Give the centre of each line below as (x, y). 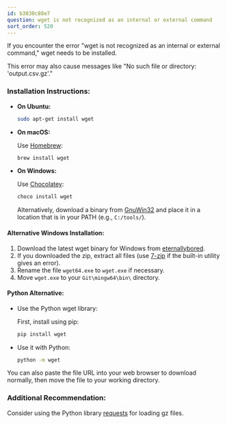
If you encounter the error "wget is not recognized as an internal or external (113, 46)
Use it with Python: (43, 347)
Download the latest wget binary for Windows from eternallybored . (111, 248)
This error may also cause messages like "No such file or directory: (102, 67)
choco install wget (45, 197)
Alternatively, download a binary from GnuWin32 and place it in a (108, 210)
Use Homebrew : (40, 145)
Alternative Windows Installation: (56, 233)
